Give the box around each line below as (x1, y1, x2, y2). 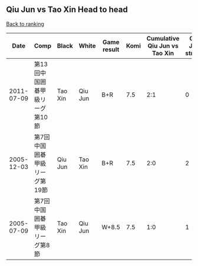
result (102, 45, 120, 54)
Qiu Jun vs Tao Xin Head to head (6, 5, 128, 15)
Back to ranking (6, 20, 44, 27)
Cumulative (146, 34, 180, 42)
